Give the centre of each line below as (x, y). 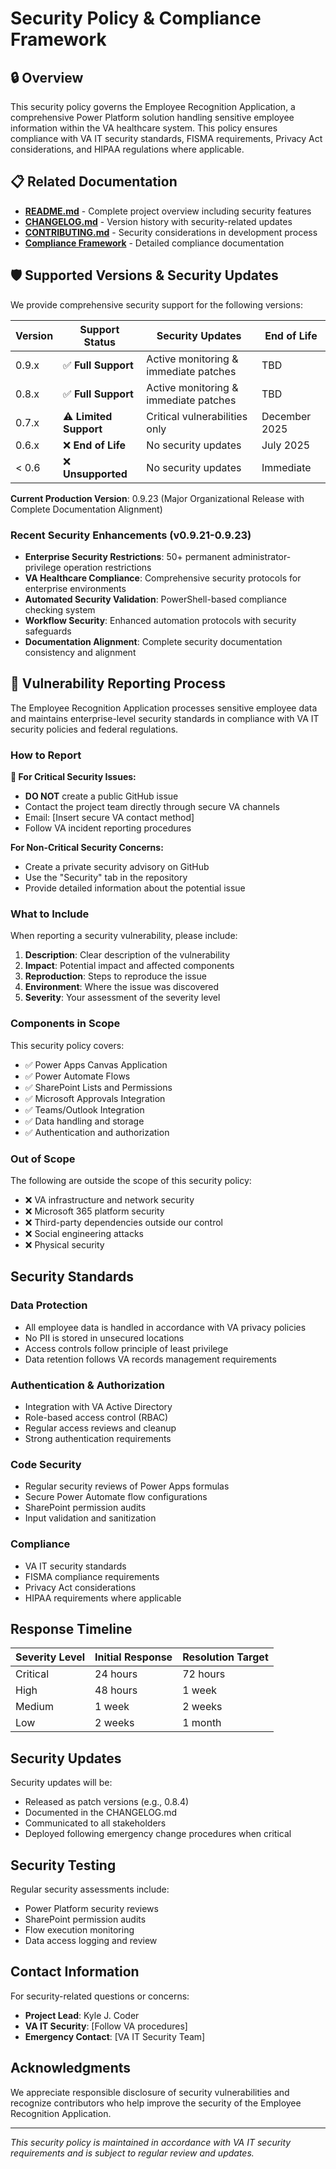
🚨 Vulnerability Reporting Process (118, 683)
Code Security (46, 1464)
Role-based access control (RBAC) (96, 1417)
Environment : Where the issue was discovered (122, 987)
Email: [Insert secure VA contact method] (109, 818)
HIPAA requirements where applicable (103, 1598)
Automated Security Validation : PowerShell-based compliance (155, 599)
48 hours (116, 1690)
